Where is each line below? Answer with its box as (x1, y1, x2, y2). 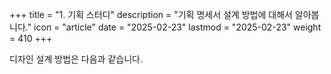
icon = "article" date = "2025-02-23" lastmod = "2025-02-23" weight (33, 21, 322, 33)
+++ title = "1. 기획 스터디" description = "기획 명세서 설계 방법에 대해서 (9, 9, 293, 20)
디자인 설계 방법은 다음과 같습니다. (9, 53, 143, 65)
